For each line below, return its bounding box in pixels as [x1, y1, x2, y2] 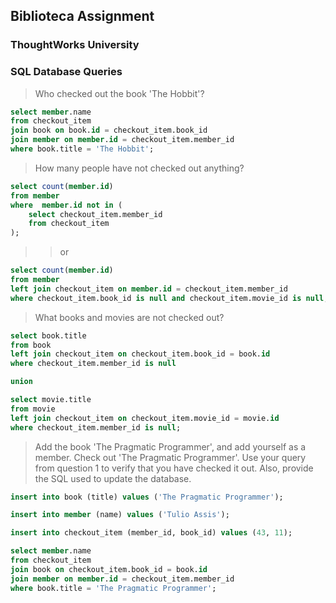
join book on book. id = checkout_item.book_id [10, 125, 208, 136]
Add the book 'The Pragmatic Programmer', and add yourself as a [34, 440, 307, 453]
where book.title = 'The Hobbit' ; [10, 144, 155, 154]
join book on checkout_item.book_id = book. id [10, 564, 208, 574]
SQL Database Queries [10, 65, 123, 79]
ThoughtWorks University [10, 38, 140, 52]
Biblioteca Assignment [10, 8, 155, 25]
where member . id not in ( [10, 200, 123, 210]
